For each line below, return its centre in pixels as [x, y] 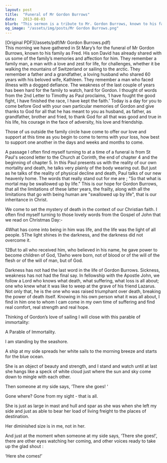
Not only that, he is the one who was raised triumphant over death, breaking [83, 291]
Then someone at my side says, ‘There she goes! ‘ [57, 387]
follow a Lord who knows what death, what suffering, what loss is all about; [82, 281]
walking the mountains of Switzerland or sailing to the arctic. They [73, 69]
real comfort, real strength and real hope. [47, 307]
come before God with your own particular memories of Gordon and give [80, 106]
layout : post [19, 10]
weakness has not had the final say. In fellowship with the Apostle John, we [83, 275]
